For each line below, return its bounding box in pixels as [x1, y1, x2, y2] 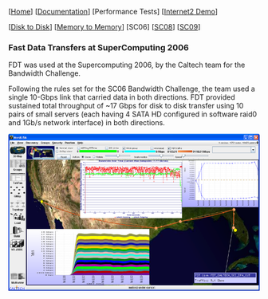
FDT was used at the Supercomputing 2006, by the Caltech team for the [8, 60, 246, 70]
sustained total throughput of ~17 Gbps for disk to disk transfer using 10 [8, 101, 244, 111]
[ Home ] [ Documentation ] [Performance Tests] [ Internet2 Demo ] [8, 7, 218, 16]
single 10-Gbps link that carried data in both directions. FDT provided [8, 92, 235, 102]
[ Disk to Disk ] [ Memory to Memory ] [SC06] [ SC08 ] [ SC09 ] [8, 22, 201, 31]
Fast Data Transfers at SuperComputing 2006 [8, 41, 189, 53]
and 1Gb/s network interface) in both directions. [8, 118, 165, 128]
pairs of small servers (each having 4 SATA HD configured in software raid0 [8, 109, 258, 119]
